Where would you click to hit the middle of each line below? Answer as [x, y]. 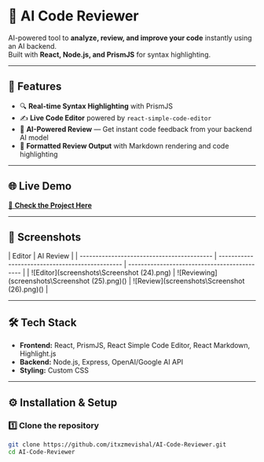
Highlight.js [38, 354]
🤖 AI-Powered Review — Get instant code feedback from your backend [136, 129]
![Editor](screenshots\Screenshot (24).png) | [103, 273]
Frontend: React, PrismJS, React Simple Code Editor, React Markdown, [135, 346]
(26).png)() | [28, 289]
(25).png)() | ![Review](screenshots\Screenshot [168, 281]
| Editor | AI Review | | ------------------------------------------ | [113, 256]
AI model [34, 137]
